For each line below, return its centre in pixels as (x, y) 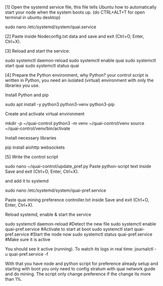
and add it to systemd (27, 181)
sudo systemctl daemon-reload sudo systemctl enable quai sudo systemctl (81, 60)
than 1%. (14, 279)
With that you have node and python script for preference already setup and (82, 264)
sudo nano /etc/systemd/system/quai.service (51, 27)
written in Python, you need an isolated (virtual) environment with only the (79, 80)
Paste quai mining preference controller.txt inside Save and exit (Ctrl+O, (77, 200)
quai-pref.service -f (29, 254)
